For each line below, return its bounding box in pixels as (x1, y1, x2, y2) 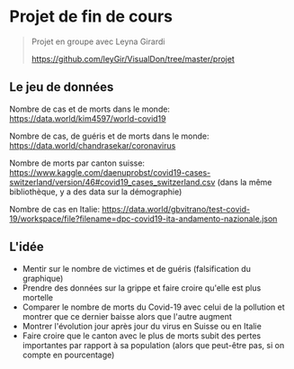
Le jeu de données (9, 79, 114, 95)
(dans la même (217, 176, 272, 187)
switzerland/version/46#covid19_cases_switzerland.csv (9, 176, 216, 187)
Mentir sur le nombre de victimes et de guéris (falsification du (22, 263, 252, 274)
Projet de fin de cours (9, 6, 174, 27)
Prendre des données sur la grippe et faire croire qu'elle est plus (22, 282, 262, 293)
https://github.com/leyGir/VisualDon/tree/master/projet (31, 53, 236, 64)
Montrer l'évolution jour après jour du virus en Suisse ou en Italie (22, 320, 263, 331)
